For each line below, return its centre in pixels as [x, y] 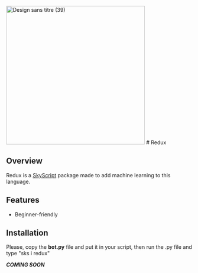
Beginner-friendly [36, 214]
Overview [25, 161]
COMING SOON [26, 265]
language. [18, 181]
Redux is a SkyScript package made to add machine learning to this [88, 175]
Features [23, 200]
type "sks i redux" [28, 253]
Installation [27, 233]
